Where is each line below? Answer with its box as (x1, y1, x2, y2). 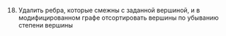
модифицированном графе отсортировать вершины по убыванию (18, 13, 219, 22)
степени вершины (18, 21, 74, 29)
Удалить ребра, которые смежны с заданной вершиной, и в (18, 6, 200, 14)
